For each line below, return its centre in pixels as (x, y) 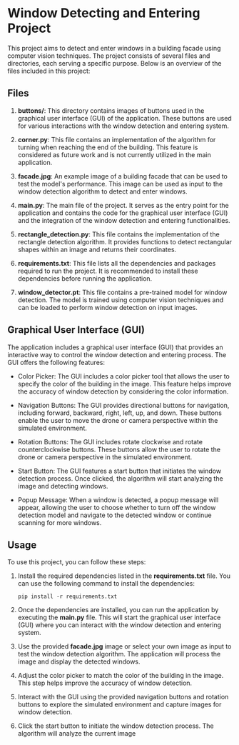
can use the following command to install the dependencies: (106, 584)
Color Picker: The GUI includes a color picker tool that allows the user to (123, 376)
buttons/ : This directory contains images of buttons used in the (111, 110)
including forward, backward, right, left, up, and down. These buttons (120, 413)
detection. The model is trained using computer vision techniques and (121, 300)
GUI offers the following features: (56, 362)
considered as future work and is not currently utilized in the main (115, 154)
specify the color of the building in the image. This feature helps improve (124, 384)
